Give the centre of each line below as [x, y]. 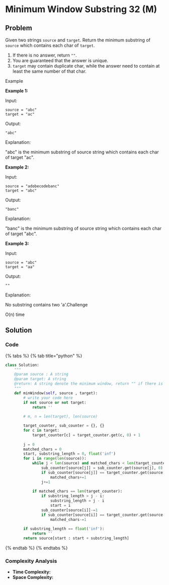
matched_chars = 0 [43, 449]
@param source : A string [41, 375]
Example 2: [17, 167]
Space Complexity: [33, 577]
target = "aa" [20, 267]
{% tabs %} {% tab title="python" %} [44, 356]
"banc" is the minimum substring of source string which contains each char [83, 228]
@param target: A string [40, 379]
